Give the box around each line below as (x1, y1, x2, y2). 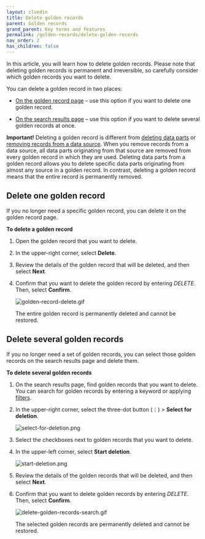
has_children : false (6, 44, 60, 50)
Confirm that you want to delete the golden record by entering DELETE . (15, 279, 196, 287)
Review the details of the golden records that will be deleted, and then (15, 471, 193, 479)
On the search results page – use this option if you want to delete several (15, 115, 200, 123)
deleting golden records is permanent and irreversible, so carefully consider (6, 66, 199, 74)
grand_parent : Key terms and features (6, 26, 106, 33)
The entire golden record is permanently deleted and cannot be (15, 309, 176, 317)
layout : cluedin (6, 9, 48, 15)
